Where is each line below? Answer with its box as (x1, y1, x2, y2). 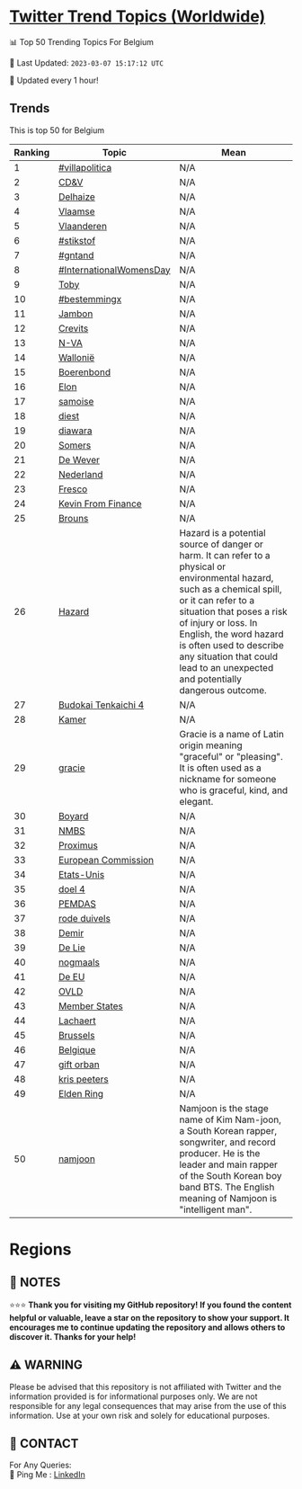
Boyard (58, 809, 89, 822)
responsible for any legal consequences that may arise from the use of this (9, 1400, 287, 1411)
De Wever (58, 453, 101, 466)
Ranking (13, 146, 50, 158)
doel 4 (58, 883, 85, 896)
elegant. (179, 795, 214, 807)
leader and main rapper (179, 1158, 279, 1171)
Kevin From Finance (58, 497, 142, 510)
